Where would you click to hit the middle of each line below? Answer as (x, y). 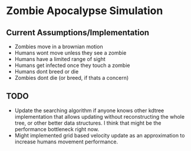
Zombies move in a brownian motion (59, 46)
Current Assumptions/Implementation (78, 33)
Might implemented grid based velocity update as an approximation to (100, 135)
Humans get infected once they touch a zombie (72, 65)
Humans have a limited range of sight (60, 59)
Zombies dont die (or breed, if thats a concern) (72, 78)
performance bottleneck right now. (57, 129)
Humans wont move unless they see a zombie (70, 53)
